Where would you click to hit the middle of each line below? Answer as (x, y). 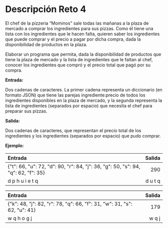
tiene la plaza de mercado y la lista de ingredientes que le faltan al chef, (79, 59)
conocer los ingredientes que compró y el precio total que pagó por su (78, 65)
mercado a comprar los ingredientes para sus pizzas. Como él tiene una (79, 28)
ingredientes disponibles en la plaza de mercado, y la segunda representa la (84, 100)
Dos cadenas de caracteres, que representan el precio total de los (73, 130)
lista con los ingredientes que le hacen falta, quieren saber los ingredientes (82, 34)
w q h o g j (20, 218)
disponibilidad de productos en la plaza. (46, 44)
